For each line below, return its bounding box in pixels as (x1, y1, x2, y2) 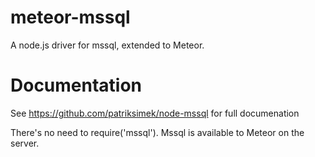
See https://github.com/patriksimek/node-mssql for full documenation (10, 107, 300, 119)
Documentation (10, 74, 143, 97)
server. (10, 137, 40, 149)
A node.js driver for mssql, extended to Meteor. (10, 39, 205, 51)
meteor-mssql (10, 6, 131, 29)
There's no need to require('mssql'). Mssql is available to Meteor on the (10, 126, 305, 138)
